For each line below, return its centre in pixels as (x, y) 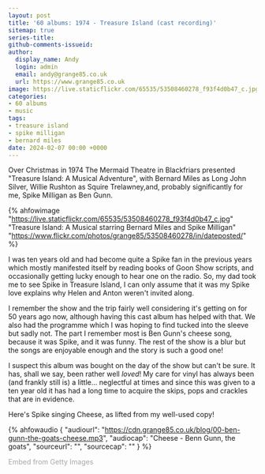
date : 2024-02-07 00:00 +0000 (58, 148)
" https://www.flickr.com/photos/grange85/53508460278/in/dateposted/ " (127, 236)
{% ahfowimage (34, 211)
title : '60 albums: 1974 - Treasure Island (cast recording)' (112, 23)
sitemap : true (32, 30)
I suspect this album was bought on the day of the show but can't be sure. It (132, 366)
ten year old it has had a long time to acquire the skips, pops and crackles (128, 391)
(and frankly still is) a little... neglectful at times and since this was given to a (132, 382)
